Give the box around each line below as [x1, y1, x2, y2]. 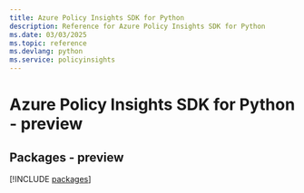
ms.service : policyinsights [9, 55, 116, 64]
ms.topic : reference [9, 38, 88, 48]
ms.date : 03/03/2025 [9, 30, 88, 39]
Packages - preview [9, 150, 124, 165]
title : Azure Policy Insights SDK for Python [9, 13, 184, 23]
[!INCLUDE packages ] [9, 174, 92, 184]
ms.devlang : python [9, 47, 83, 56]
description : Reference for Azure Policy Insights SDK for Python [9, 22, 266, 31]
